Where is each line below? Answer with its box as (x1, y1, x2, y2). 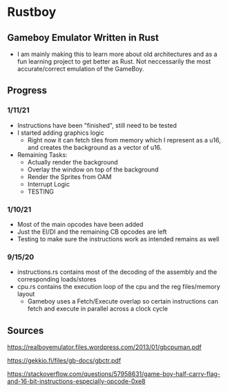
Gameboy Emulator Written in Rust (7, 32, 159, 44)
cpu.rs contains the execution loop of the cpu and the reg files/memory (17, 283, 220, 291)
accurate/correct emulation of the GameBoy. (17, 65, 144, 73)
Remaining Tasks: (17, 150, 68, 159)
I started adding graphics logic (17, 129, 105, 137)
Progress (7, 84, 47, 97)
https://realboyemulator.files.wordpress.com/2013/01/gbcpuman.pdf (7, 343, 202, 351)
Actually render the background (27, 158, 119, 166)
